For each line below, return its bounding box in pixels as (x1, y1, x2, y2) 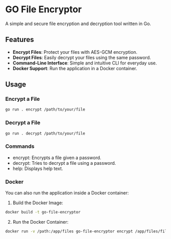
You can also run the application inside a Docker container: (5, 190, 129, 196)
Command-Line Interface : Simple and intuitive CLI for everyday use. (12, 60, 157, 66)
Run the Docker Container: (12, 219, 69, 225)
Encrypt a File (5, 96, 40, 103)
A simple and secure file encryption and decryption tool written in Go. (5, 20, 151, 27)
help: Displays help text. (12, 165, 64, 171)
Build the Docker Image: (12, 200, 64, 206)
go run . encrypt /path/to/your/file (5, 107, 85, 112)
